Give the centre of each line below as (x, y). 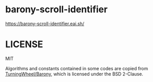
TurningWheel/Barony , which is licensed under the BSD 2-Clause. (74, 74)
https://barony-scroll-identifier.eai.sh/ (45, 24)
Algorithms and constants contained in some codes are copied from (77, 68)
